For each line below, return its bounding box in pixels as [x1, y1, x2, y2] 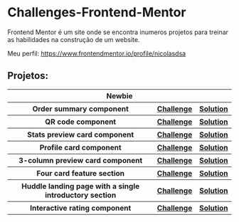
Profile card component [39, 142, 122, 152]
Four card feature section [36, 168, 125, 178]
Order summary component [32, 104, 129, 114]
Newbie [106, 90, 133, 100]
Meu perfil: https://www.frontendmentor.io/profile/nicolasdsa [7, 49, 186, 58]
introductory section [45, 190, 117, 200]
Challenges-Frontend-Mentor [7, 4, 186, 21]
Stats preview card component [27, 129, 134, 139]
